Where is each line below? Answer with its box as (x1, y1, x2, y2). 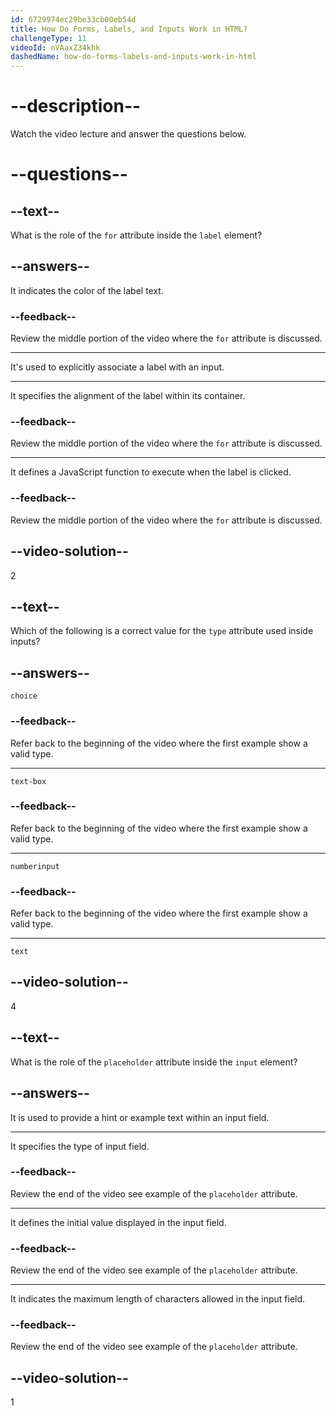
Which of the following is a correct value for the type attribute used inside (10, 625, 314, 637)
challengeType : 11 (10, 33, 87, 43)
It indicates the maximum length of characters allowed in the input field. (10, 1293, 306, 1305)
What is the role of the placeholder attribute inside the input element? (10, 1056, 298, 1068)
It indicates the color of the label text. (10, 284, 164, 296)
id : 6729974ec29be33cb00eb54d (10, 14, 137, 25)
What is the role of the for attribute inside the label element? (10, 229, 263, 241)
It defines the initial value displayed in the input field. (10, 1216, 227, 1228)
